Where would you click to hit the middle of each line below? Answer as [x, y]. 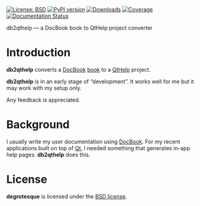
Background [38, 125]
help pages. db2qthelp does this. [48, 154]
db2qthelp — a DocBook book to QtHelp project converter [80, 28]
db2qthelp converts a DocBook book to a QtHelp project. [79, 69]
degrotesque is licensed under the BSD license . [67, 196]
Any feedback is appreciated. [43, 100]
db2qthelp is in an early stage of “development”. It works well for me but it [100, 81]
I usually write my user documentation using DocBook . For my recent [93, 142]
